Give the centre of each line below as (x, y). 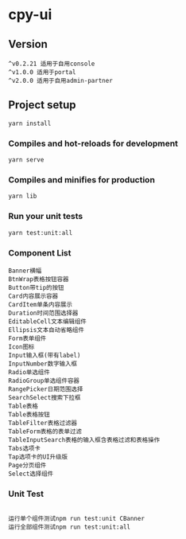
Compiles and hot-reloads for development (93, 143)
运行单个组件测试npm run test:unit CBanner (77, 519)
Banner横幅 (25, 271)
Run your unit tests (46, 217)
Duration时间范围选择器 (43, 313)
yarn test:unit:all (41, 232)
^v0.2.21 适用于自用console (52, 64)
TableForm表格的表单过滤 (45, 432)
